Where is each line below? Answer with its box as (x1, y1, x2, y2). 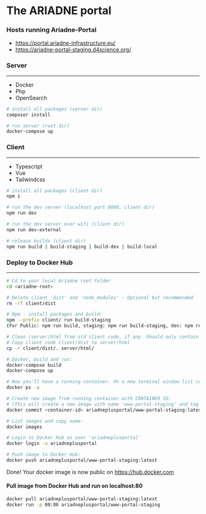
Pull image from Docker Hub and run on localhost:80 (6, 482, 143, 489)
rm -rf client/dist (6, 300, 56, 307)
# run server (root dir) (6, 123, 70, 129)
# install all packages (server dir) (6, 105, 103, 112)
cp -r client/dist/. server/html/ (6, 345, 95, 351)
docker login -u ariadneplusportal (6, 440, 97, 447)
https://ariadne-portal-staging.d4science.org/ (15, 46, 131, 53)
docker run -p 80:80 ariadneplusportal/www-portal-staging (6, 501, 161, 508)
